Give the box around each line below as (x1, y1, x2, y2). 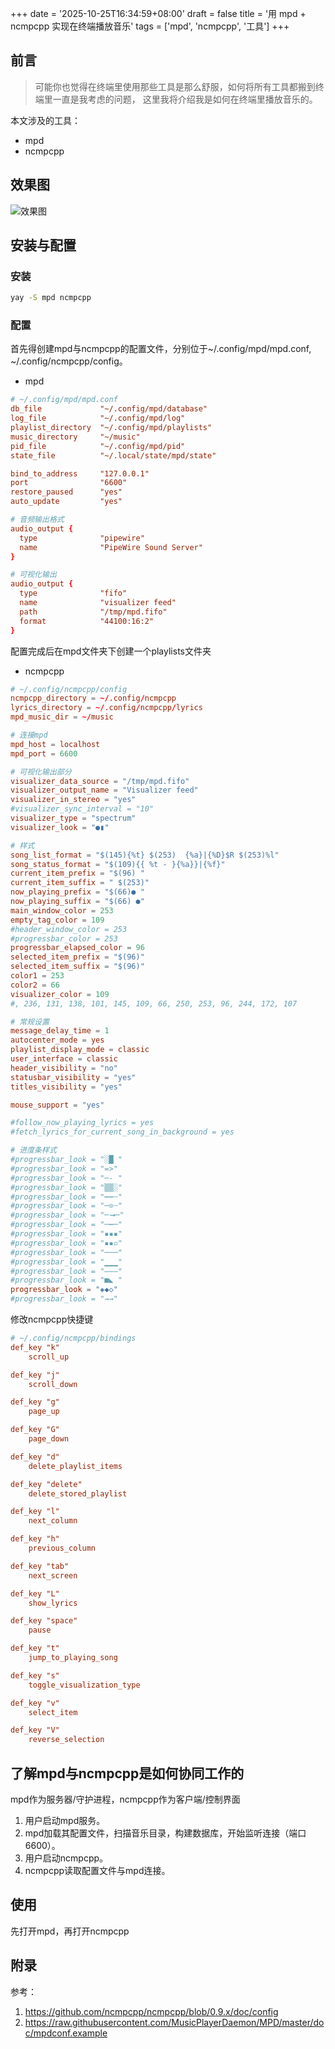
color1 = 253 (10, 971, 65, 981)
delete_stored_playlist (28, 1488, 128, 1499)
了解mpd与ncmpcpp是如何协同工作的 (10, 1765, 245, 1782)
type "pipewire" (19, 533, 145, 543)
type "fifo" (19, 588, 128, 599)
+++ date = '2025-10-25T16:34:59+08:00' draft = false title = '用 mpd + (10, 8, 307, 19)
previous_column (28, 1543, 97, 1554)
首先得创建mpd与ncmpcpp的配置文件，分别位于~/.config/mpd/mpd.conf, (10, 343, 312, 355)
